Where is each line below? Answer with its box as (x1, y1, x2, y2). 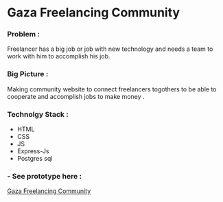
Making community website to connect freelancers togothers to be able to (7, 85, 218, 93)
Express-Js (16, 147, 49, 155)
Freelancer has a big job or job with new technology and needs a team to (7, 45, 213, 53)
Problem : (7, 30, 40, 39)
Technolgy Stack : (7, 109, 69, 119)
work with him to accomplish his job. (7, 52, 110, 60)
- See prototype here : (7, 172, 82, 181)
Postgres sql (16, 155, 53, 163)
